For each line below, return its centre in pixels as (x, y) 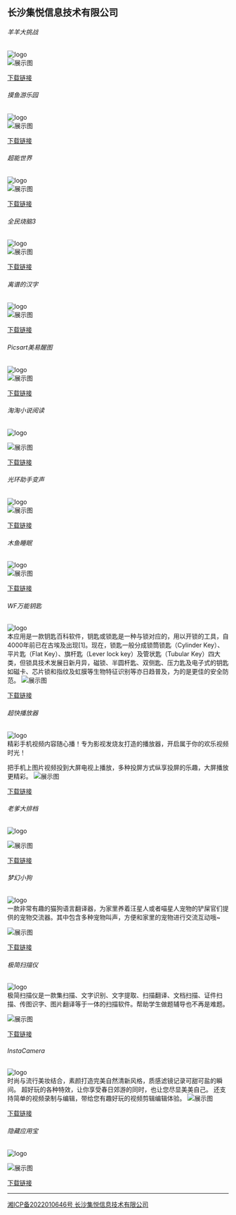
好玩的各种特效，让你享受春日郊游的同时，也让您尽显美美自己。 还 (123, 1090)
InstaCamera (26, 1050)
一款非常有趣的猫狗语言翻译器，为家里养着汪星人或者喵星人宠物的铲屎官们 (115, 908)
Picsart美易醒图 (30, 347)
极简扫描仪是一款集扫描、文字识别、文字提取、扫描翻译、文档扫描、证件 (112, 995)
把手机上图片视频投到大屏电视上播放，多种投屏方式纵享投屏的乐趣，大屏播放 (118, 767)
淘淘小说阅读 (26, 410)
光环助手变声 (26, 480)
